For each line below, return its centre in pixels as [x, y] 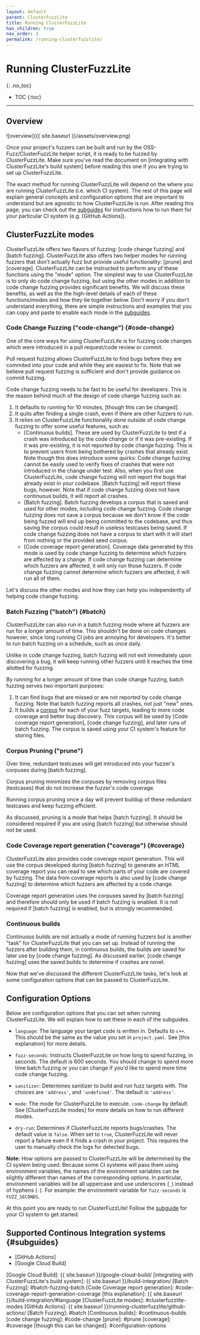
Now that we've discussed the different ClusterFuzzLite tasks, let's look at [97, 974]
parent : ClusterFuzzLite [37, 17]
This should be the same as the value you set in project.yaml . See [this [102, 1037]
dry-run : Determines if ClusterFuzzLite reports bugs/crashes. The [96, 1127]
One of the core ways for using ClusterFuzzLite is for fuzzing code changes [99, 341]
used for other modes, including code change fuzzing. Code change [107, 508]
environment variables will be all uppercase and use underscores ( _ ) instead [100, 1183]
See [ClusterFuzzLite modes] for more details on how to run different [99, 1110]
